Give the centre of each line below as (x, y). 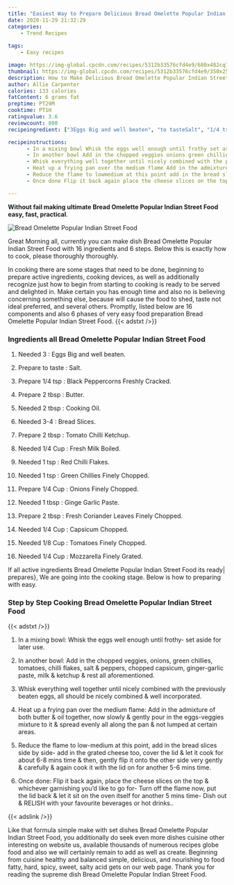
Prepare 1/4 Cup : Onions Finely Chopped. (78, 489)
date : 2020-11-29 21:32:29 (47, 20)
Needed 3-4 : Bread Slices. (57, 421)
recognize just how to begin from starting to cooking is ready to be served (114, 284)
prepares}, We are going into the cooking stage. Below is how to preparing (115, 577)
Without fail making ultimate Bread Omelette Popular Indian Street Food (113, 206)
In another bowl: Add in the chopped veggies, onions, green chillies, (115, 660)
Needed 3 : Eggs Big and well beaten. (72, 354)
